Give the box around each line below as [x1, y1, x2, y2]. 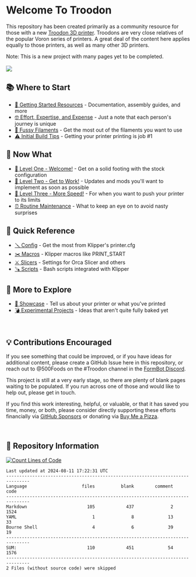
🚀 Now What [6, 150, 52, 160]
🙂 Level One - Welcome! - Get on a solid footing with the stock [14, 165, 165, 172]
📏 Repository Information [6, 441, 99, 451]
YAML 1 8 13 [6, 514, 174, 520]
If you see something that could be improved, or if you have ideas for [6, 353, 172, 360]
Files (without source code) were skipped [11, 565, 116, 571]
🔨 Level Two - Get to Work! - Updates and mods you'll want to [14, 177, 164, 184]
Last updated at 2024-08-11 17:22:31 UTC [6, 468, 108, 474]
